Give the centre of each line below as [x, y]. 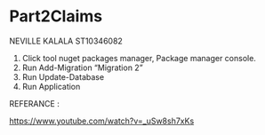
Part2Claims [56, 16]
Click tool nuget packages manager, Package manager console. [139, 58]
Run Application [51, 86]
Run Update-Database [63, 76]
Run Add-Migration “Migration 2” [83, 67]
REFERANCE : [34, 103]
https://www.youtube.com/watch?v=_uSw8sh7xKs [102, 121]
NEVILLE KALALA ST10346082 [66, 41]
